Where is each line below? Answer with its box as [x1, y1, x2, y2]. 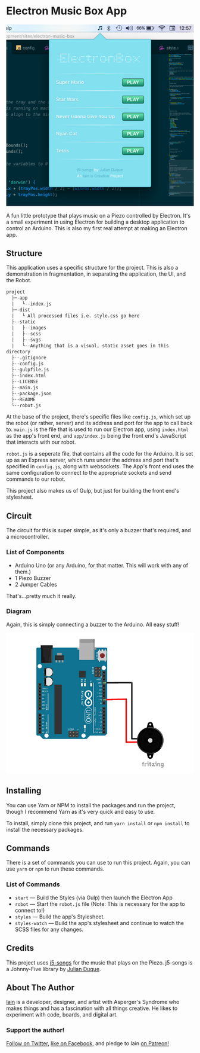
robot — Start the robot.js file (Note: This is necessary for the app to [14, 900, 186, 907]
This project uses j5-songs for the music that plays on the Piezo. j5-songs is [6, 959, 193, 966]
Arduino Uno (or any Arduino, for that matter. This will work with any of [14, 561, 189, 569]
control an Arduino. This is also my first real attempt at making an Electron [6, 224, 187, 231]
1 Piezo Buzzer [14, 574, 51, 581]
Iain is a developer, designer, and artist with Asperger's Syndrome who [6, 999, 180, 1006]
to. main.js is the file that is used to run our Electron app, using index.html [6, 426, 189, 433]
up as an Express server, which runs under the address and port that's [6, 456, 179, 464]
